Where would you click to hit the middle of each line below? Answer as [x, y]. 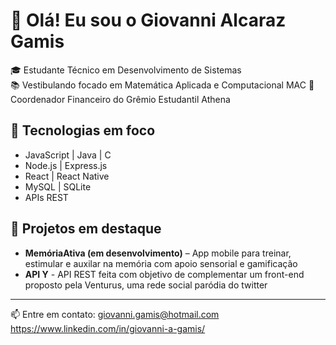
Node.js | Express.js [66, 165]
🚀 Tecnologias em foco [83, 130]
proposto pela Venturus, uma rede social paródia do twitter [146, 285]
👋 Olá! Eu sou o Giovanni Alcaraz [148, 20]
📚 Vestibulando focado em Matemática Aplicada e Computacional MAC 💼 [162, 85]
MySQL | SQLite [58, 186]
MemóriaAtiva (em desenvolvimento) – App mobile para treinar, [158, 253]
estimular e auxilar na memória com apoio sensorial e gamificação [161, 263]
